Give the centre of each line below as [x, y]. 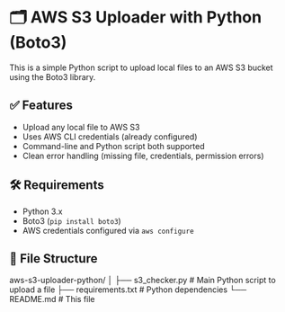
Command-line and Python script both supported [113, 146]
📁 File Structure [53, 259]
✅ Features [41, 106]
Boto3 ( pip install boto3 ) [71, 220]
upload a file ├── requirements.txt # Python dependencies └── [128, 290]
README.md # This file [53, 299]
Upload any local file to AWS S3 [81, 127]
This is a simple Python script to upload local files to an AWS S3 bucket [141, 67]
